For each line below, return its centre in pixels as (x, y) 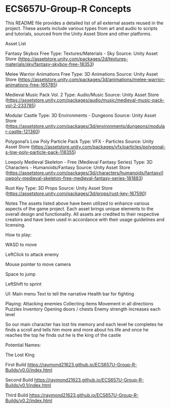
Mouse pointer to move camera (38, 264)
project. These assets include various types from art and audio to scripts (81, 28)
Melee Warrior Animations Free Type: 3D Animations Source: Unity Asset (82, 74)
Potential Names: (23, 345)
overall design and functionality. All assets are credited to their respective (82, 214)
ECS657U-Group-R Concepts (68, 9)
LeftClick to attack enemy (32, 254)
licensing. (15, 225)
